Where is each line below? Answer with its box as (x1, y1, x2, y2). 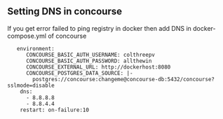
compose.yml (7, 31, 47, 40)
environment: (16, 45, 55, 52)
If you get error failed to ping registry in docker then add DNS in (7, 24, 191, 32)
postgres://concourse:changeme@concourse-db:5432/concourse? (32, 76, 215, 83)
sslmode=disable (7, 82, 55, 89)
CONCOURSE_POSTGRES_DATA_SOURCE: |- (25, 69, 133, 76)
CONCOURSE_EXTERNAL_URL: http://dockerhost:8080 (25, 63, 171, 71)
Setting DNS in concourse (7, 6, 123, 17)
